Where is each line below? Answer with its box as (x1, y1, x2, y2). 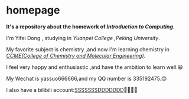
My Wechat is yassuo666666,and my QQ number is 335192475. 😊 (6, 75, 167, 82)
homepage (6, 4, 60, 17)
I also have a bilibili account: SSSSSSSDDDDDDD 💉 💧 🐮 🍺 (6, 86, 138, 93)
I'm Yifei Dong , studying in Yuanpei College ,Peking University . (6, 34, 161, 41)
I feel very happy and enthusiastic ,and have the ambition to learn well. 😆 (6, 63, 183, 71)
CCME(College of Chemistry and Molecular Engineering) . (6, 52, 146, 59)
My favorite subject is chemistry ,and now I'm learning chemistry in (6, 45, 170, 53)
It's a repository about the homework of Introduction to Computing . (6, 23, 175, 30)
